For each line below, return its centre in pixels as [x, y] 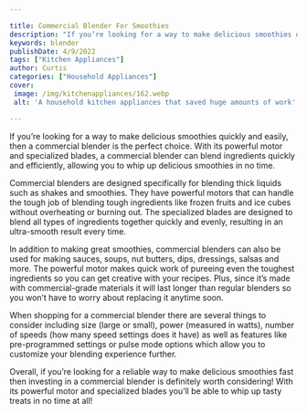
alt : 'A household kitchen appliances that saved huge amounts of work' [155, 102]
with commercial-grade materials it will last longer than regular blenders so [150, 287]
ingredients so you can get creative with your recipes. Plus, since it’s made [150, 278]
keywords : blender [44, 43]
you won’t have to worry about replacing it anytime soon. [116, 297]
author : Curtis [38, 68]
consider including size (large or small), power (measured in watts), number [152, 325]
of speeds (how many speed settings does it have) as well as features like [148, 335]
